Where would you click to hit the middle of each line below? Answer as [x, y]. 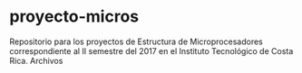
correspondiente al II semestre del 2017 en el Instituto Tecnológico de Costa [151, 50]
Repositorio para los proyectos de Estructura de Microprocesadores [136, 41]
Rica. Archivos [36, 60]
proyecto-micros [74, 17]
